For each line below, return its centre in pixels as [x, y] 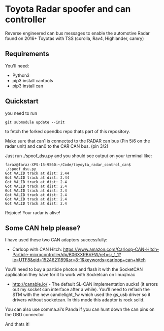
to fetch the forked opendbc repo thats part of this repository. [68, 131]
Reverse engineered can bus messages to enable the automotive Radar [78, 33]
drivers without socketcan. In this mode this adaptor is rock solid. [78, 300]
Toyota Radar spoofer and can [68, 9]
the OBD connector [25, 315]
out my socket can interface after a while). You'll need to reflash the [81, 290]
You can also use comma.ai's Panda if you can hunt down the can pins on [80, 309]
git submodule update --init [35, 122]
